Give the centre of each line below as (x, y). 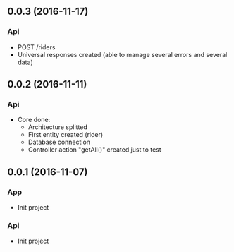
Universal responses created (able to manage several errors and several (122, 54)
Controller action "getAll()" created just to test (95, 150)
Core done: (34, 120)
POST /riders (36, 47)
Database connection (59, 142)
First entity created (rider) (66, 135)
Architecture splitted (58, 127)
